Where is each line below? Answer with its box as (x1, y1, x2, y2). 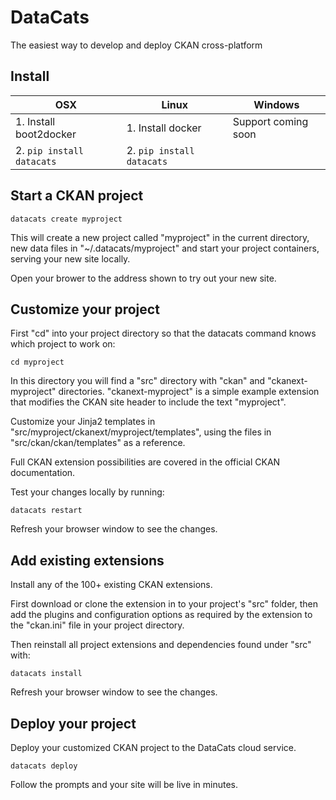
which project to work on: (10, 338, 116, 350)
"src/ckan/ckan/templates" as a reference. (10, 437, 186, 449)
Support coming (232, 114, 309, 128)
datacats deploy (10, 761, 78, 771)
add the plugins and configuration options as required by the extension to (10, 609, 313, 621)
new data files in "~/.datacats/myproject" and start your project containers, (10, 242, 320, 254)
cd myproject (10, 357, 65, 368)
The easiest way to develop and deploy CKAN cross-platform (10, 39, 263, 51)
